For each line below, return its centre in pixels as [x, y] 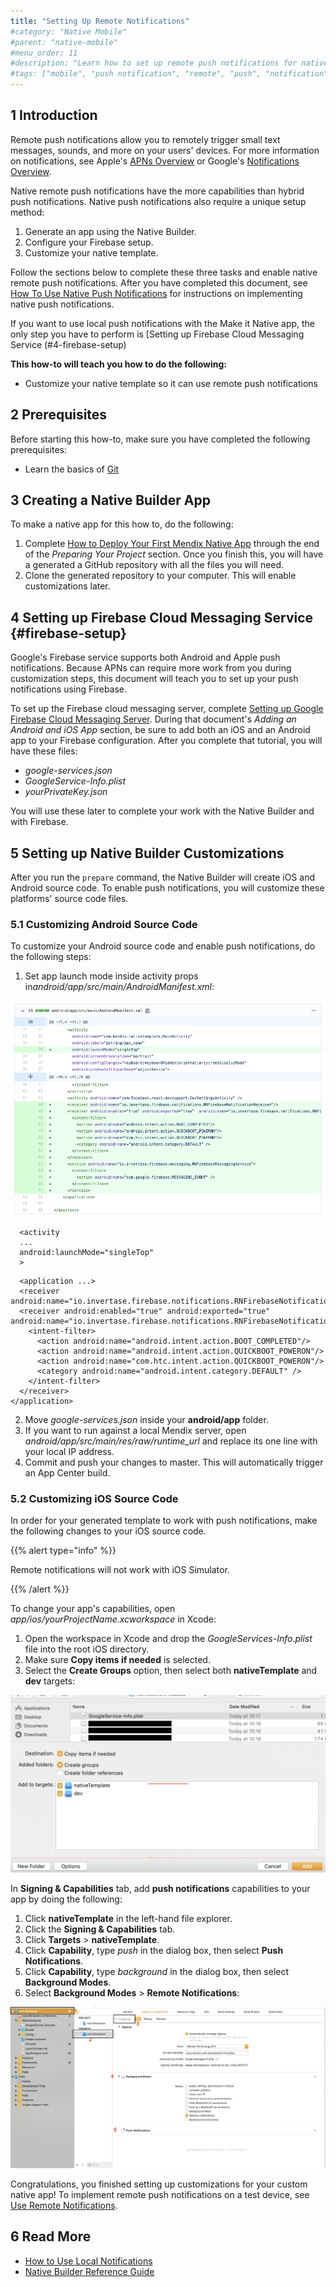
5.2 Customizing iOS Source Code [94, 1498]
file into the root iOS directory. [87, 1649]
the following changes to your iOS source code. [108, 1531]
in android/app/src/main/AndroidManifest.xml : [119, 987]
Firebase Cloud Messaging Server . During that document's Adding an [153, 719]
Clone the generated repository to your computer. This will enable [160, 576]
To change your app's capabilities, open [93, 1609]
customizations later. [67, 586]
